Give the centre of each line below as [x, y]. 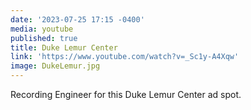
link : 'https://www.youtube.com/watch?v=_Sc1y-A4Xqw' [125, 57]
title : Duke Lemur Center [64, 47]
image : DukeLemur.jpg [55, 66]
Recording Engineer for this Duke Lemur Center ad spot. [126, 94]
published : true [44, 38]
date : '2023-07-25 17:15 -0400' [77, 19]
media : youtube [42, 29]
